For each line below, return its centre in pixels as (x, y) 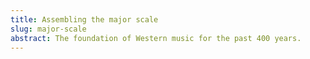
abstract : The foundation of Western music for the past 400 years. (156, 38)
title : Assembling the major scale (84, 19)
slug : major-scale (48, 29)
